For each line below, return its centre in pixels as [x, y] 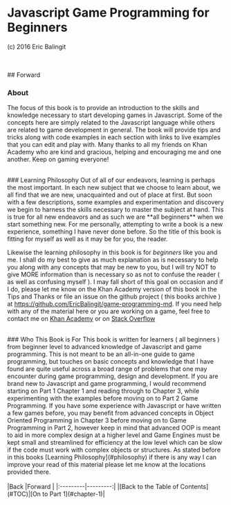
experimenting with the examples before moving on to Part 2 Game [103, 398]
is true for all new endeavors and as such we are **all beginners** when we [115, 217]
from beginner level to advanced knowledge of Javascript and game [104, 347]
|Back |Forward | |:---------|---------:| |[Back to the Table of [93, 487]
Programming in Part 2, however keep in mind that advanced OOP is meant [114, 428]
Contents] [194, 487]
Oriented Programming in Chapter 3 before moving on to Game [97, 420]
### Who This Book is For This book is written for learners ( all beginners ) [113, 339]
